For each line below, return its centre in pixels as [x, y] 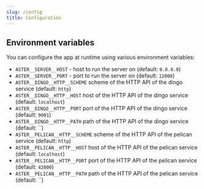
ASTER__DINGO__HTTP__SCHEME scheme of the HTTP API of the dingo [99, 82]
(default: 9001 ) [33, 115]
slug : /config [25, 12]
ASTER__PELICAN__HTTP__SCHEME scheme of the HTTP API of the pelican [104, 134]
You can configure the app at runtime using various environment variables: [100, 57]
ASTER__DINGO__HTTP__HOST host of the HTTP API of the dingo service [102, 95]
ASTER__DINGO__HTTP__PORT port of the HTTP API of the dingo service [101, 109]
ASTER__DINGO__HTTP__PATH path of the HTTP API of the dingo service [102, 121]
